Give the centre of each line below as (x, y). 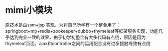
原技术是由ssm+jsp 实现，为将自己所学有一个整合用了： (63, 25)
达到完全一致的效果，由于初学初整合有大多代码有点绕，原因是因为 (77, 37)
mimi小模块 (29, 10)
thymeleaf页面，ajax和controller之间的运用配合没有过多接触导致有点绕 (78, 43)
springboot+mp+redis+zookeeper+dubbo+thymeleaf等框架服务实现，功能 (82, 31)
